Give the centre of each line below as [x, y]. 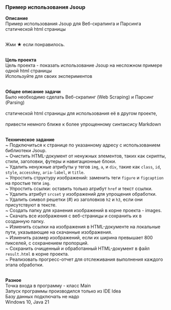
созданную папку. [25, 221]
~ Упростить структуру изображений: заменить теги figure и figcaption [84, 178]
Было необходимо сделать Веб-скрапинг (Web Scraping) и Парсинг [80, 97]
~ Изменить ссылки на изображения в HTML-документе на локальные [83, 227]
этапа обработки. [25, 265]
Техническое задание [30, 140]
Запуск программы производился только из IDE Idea [63, 291]
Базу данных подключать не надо [42, 297]
